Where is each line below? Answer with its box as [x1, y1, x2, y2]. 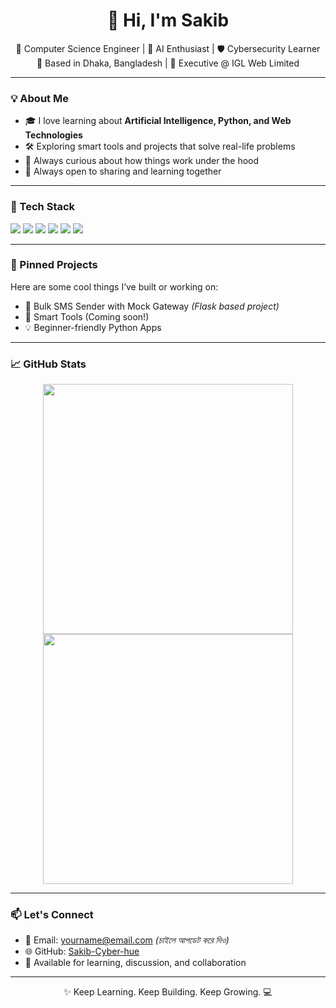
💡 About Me [10, 91, 69, 105]
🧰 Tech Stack [10, 200, 76, 214]
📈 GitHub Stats [10, 357, 87, 371]
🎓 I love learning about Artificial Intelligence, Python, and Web [24, 115, 292, 127]
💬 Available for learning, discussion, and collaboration [24, 957, 247, 969]
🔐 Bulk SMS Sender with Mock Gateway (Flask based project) [24, 300, 280, 312]
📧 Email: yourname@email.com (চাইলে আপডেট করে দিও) [24, 934, 230, 946]
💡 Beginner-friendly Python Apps [24, 321, 162, 333]
